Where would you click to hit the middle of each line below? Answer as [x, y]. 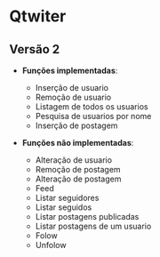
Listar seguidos [64, 207]
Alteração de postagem [78, 179]
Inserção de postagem [76, 125]
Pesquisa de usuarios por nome [93, 116]
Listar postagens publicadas [87, 217]
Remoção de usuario [73, 97]
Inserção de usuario [72, 88]
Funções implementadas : [70, 70]
